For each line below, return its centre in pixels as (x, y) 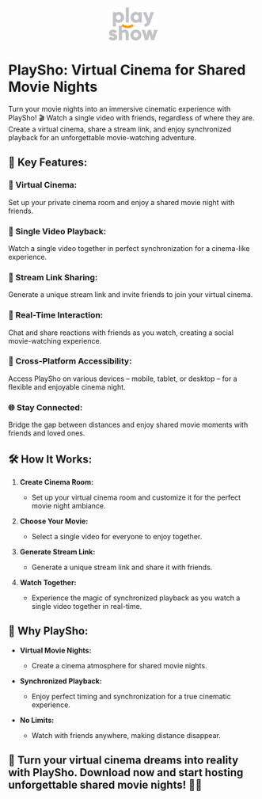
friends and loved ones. (47, 433)
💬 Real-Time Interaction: (56, 315)
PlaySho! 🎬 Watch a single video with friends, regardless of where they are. (131, 117)
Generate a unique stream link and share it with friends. (122, 567)
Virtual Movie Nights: (55, 650)
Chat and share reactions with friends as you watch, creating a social (121, 333)
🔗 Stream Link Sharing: (53, 277)
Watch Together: (48, 582)
